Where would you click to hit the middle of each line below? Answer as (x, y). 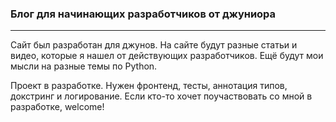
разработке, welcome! (57, 107)
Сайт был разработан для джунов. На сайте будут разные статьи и (154, 45)
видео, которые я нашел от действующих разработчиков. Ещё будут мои (167, 56)
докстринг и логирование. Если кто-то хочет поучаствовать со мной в (161, 96)
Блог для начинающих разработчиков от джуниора (143, 14)
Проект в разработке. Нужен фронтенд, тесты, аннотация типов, (149, 86)
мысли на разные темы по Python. (84, 66)
